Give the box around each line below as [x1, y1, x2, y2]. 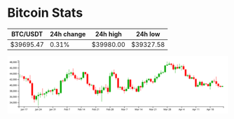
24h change [50, 30, 86, 38]
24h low [135, 30, 160, 38]
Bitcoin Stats [7, 5, 83, 21]
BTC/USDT [11, 30, 43, 38]
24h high [95, 30, 123, 38]
